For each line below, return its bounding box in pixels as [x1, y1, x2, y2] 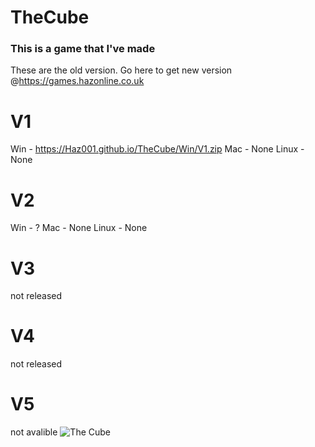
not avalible [10, 426, 58, 438]
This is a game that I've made [10, 42, 156, 56]
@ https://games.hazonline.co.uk [10, 75, 145, 87]
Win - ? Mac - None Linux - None [10, 222, 148, 234]
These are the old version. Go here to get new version [10, 64, 233, 76]
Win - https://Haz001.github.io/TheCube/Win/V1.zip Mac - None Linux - [10, 143, 305, 155]
